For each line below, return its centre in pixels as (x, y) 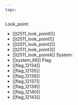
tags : (11, 10)
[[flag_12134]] (26, 65)
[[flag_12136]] (26, 76)
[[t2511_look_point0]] (34, 33)
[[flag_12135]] (26, 71)
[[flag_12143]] (26, 97)
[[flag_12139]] (26, 86)
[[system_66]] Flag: (32, 60)
